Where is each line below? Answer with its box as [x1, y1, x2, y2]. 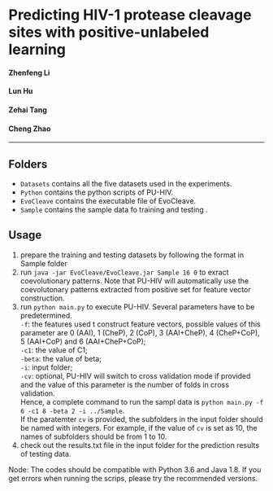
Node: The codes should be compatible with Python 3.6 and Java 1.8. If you [8, 464, 262, 474]
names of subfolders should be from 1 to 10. [19, 432, 167, 441]
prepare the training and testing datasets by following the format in [19, 250, 245, 260]
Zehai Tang [8, 104, 47, 115]
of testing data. [19, 449, 71, 458]
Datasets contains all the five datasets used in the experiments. [19, 178, 232, 188]
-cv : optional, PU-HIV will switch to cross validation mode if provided [19, 370, 251, 380]
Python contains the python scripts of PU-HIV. [19, 187, 173, 197]
